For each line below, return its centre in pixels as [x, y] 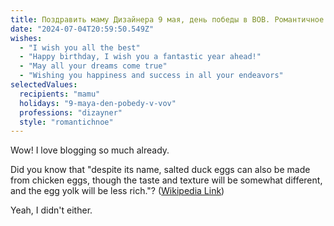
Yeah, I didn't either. [51, 210]
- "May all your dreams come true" [93, 66]
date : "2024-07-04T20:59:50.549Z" [82, 29]
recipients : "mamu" [60, 94]
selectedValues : [44, 85]
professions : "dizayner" [71, 112]
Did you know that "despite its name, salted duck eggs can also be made [160, 170]
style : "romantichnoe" [66, 122]
